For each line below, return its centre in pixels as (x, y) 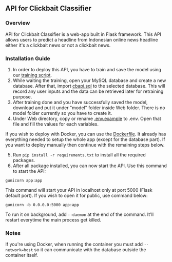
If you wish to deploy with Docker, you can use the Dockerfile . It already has (86, 134)
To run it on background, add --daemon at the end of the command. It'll (80, 214)
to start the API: (29, 171)
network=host (19, 250)
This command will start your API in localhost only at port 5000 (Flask (79, 190)
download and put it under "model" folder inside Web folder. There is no (89, 108)
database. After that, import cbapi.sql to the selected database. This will (89, 86)
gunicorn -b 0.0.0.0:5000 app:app (42, 205)
